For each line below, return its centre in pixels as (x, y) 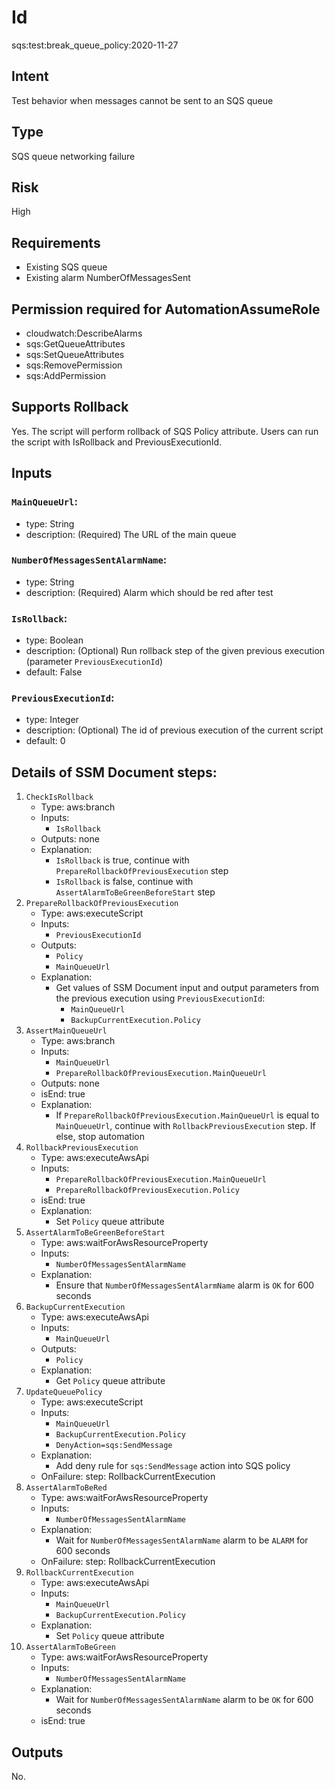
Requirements (56, 242)
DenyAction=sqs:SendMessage (114, 1446)
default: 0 (45, 741)
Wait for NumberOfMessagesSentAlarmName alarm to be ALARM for (182, 1540)
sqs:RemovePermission (74, 365)
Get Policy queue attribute (110, 1381)
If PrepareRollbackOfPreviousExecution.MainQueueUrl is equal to (187, 1115)
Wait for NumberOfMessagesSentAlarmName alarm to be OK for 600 (184, 1700)
